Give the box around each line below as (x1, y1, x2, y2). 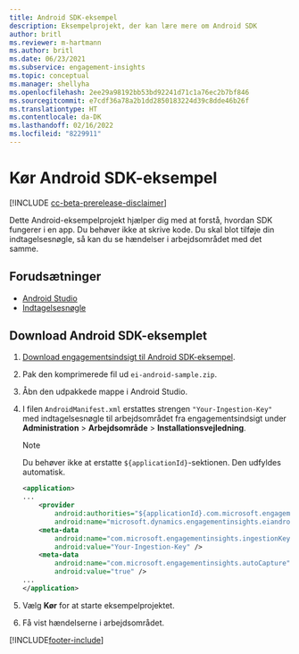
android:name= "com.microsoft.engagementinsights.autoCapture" (54, 559, 291, 568)
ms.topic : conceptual (9, 71, 90, 80)
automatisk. (21, 466, 65, 478)
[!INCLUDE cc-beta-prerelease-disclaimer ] (9, 197, 167, 208)
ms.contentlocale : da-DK (9, 113, 102, 122)
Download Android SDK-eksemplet (9, 328, 208, 344)
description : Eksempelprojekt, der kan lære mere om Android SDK (9, 21, 257, 30)
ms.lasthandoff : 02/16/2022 (9, 122, 114, 130)
